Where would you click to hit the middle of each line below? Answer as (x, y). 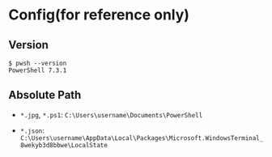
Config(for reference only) (99, 15)
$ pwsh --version (38, 63)
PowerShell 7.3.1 (38, 70)
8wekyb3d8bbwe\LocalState (64, 145)
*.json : (32, 130)
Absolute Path (45, 95)
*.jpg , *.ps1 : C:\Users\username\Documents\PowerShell (111, 114)
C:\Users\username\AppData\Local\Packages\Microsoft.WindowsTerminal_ (142, 138)
